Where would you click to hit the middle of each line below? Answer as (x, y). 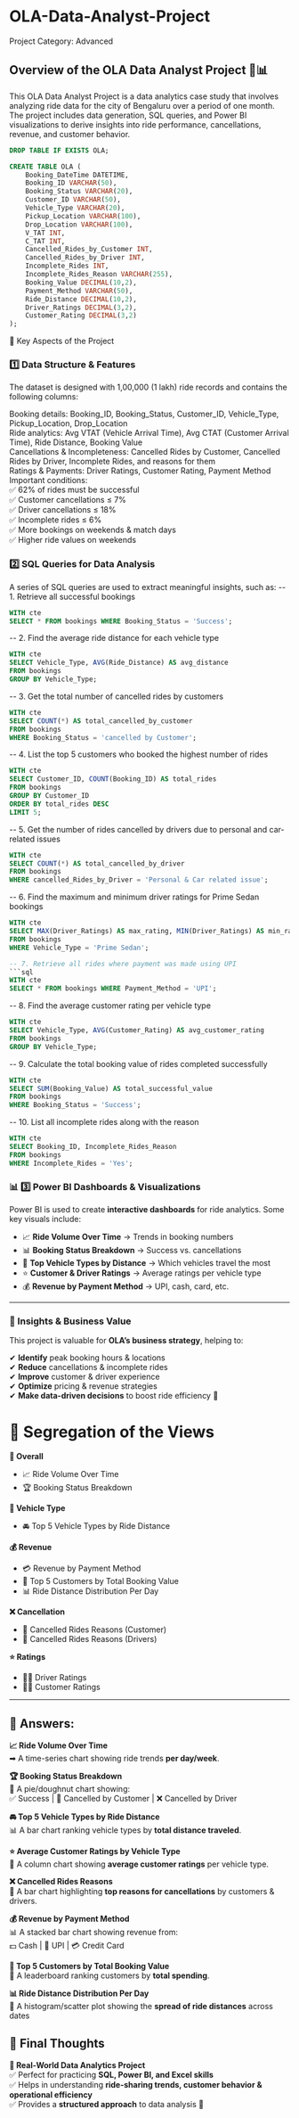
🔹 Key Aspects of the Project (62, 341)
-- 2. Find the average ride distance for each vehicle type (114, 638)
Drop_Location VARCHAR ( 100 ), (79, 225)
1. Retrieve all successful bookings (73, 596)
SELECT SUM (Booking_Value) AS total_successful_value (111, 1088)
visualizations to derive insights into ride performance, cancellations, (135, 124)
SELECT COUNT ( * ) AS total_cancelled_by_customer (101, 721)
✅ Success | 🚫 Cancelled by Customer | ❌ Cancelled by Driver (123, 1799)
